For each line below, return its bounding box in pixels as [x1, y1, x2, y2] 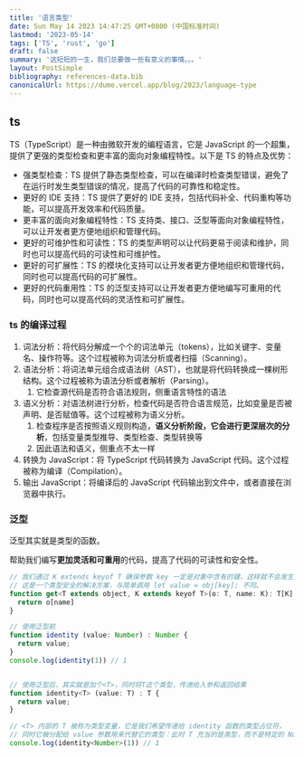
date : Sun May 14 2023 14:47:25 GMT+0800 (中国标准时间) [9, 22, 221, 31]
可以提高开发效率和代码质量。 [38, 203, 150, 214]
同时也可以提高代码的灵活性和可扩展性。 [38, 294, 190, 305]
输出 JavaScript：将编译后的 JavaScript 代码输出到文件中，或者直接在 [22, 477, 284, 487]
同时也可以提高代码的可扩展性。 [22, 271, 142, 282]
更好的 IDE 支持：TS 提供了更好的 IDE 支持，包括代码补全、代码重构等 [22, 192, 284, 203]
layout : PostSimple [9, 64, 83, 73]
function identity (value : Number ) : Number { [9, 630, 188, 640]
